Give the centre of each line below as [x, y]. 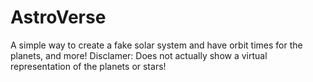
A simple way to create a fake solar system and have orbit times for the [156, 45]
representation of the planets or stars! [88, 66]
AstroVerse [58, 17]
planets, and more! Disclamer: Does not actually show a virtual [139, 55]
